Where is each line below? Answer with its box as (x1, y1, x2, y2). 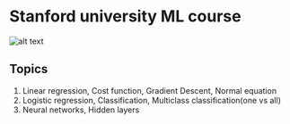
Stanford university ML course (9, 6, 242, 27)
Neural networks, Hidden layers (22, 104, 140, 115)
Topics (9, 62, 48, 77)
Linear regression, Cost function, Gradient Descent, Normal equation (22, 85, 277, 95)
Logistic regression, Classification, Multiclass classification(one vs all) (22, 95, 281, 105)
